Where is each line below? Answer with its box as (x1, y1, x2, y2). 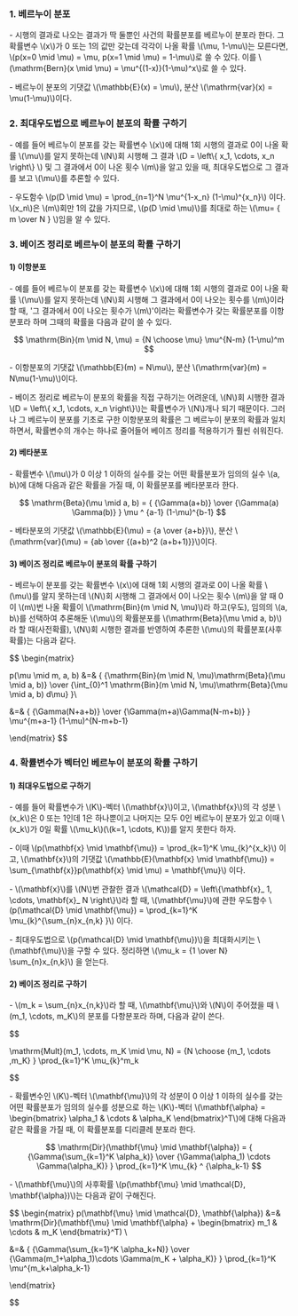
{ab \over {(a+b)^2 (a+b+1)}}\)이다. (90, 535, 217, 547)
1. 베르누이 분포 (9, 7, 71, 20)
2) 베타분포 (9, 447, 48, 458)
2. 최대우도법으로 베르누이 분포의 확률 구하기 (9, 117, 188, 130)
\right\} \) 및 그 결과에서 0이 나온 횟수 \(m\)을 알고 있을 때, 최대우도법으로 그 (9, 162, 273, 172)
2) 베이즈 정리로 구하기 (9, 979, 87, 989)
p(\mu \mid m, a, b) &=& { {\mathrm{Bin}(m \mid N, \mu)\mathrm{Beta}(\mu (9, 670, 286, 681)
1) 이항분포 (9, 262, 47, 273)
